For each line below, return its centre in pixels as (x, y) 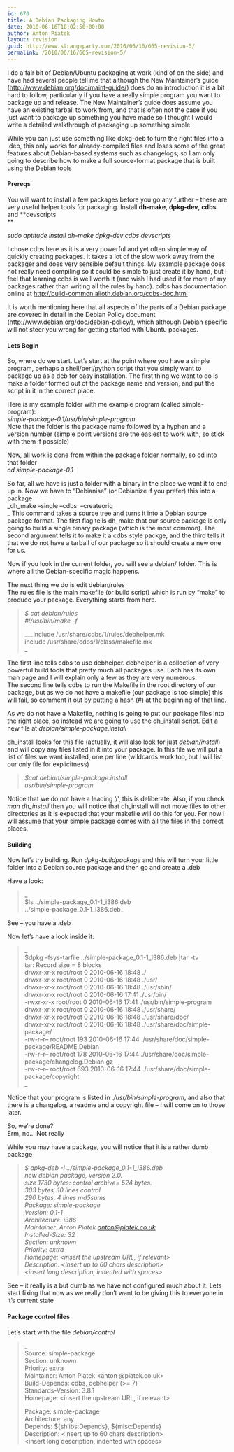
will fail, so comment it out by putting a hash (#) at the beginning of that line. (117, 700)
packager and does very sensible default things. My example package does (116, 264)
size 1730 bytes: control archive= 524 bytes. (88, 1183)
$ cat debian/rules (51, 614)
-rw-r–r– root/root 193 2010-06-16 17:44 (82, 1039)
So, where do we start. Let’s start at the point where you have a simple (109, 361)
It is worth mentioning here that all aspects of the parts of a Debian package (117, 307)
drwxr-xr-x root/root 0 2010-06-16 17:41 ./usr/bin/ (95, 995)
